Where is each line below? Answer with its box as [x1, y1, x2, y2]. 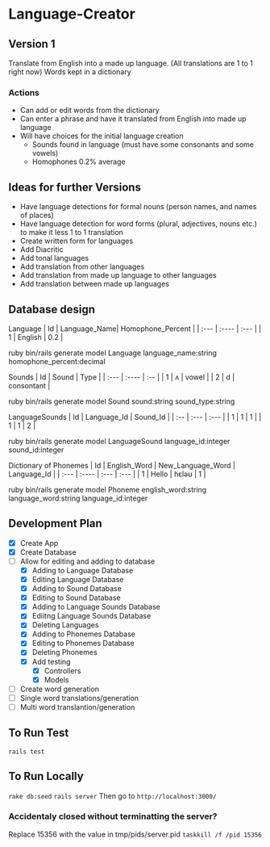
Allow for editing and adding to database [19, 556, 156, 566]
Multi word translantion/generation [19, 702, 135, 711]
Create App [19, 538, 59, 547]
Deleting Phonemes [31, 648, 98, 657]
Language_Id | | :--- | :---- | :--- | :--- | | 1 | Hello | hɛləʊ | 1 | [8, 469, 206, 479]
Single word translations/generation [19, 693, 139, 702]
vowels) [31, 149, 59, 158]
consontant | [8, 380, 51, 390]
